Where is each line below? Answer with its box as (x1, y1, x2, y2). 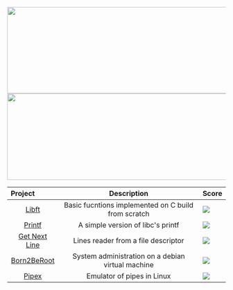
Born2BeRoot (10, 256, 55, 265)
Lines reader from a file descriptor (73, 236, 184, 245)
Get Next (18, 232, 47, 241)
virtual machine (103, 260, 154, 269)
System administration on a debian (72, 251, 185, 261)
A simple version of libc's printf (78, 220, 180, 230)
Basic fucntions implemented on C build (63, 201, 194, 210)
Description (108, 189, 149, 198)
